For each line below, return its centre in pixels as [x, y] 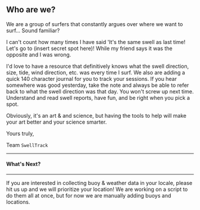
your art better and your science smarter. [57, 122]
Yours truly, [20, 133]
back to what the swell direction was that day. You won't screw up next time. [100, 91]
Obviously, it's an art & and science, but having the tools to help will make [96, 115]
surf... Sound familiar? [33, 30]
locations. [18, 202]
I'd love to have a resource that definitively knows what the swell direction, [98, 66]
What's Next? [24, 164]
